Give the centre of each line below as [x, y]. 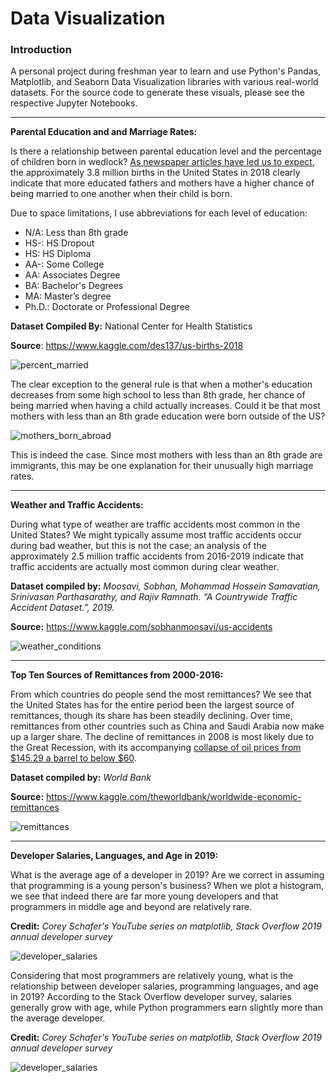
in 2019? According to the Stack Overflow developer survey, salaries [151, 997]
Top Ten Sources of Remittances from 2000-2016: [117, 675]
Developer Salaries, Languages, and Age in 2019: [114, 856]
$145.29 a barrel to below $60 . [73, 758]
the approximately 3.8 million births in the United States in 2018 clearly [155, 173]
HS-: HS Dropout [59, 243]
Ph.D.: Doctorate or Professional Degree [107, 307]
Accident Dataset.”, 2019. [62, 608]
